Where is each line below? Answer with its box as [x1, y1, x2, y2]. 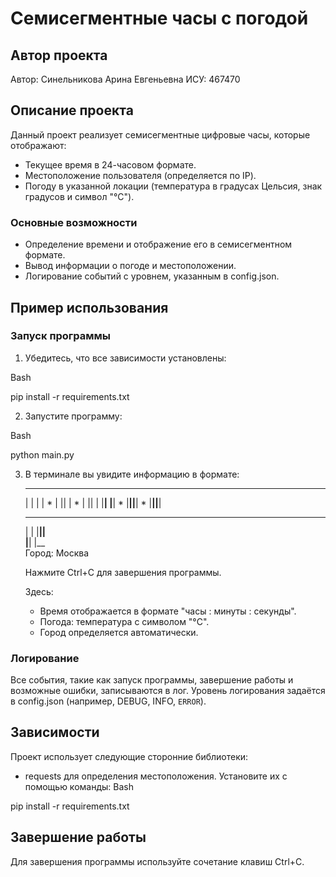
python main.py [10, 448, 75, 461]
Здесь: [24, 585, 54, 597]
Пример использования [10, 299, 169, 316]
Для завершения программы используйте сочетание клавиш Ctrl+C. [10, 855, 305, 867]
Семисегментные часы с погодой [10, 7, 309, 30]
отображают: [10, 139, 67, 151]
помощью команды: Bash [24, 780, 134, 792]
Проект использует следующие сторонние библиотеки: [10, 750, 249, 762]
